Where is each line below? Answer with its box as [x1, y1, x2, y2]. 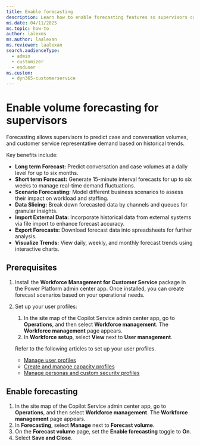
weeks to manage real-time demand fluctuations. [14, 182, 136, 189]
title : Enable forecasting [6, 8, 73, 15]
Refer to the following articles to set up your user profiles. [14, 345, 157, 352]
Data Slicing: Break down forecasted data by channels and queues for [14, 201, 188, 208]
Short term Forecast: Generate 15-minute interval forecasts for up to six [14, 176, 192, 183]
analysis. [14, 233, 37, 240]
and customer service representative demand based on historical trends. [6, 140, 185, 147]
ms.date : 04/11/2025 [6, 20, 58, 26]
